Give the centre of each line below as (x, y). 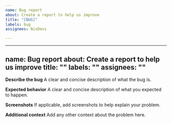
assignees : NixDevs (26, 29)
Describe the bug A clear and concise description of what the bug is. (78, 79)
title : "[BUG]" (21, 19)
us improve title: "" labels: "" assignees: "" (76, 67)
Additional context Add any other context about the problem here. (76, 115)
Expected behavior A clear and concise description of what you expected (83, 89)
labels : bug (18, 24)
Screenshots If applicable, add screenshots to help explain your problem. (83, 105)
